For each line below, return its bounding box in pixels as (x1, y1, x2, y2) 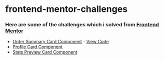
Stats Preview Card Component (12, 49, 77, 55)
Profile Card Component (12, 44, 63, 50)
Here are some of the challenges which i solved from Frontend (5, 21, 159, 28)
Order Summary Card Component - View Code (12, 39, 109, 45)
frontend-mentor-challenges (5, 3, 128, 15)
